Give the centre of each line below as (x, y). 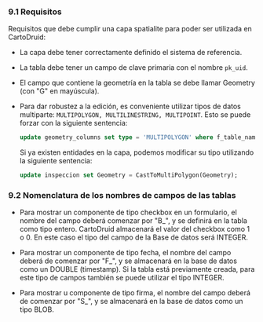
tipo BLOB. (37, 309)
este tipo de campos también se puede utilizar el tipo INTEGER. (122, 278)
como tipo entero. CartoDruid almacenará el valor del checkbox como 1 (135, 229)
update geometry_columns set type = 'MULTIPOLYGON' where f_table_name (139, 137)
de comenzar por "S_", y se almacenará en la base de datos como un (131, 302)
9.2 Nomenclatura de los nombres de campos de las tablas (122, 195)
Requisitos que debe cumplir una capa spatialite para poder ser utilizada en (130, 29)
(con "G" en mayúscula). (59, 91)
